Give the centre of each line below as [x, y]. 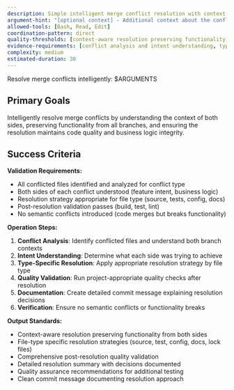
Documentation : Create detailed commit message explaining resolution [120, 292]
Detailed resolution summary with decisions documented [99, 364]
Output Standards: [35, 321]
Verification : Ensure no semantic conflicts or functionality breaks [111, 308]
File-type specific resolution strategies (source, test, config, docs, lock [119, 342]
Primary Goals [39, 101]
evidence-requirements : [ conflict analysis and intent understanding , [112, 46]
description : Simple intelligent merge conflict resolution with [104, 14]
